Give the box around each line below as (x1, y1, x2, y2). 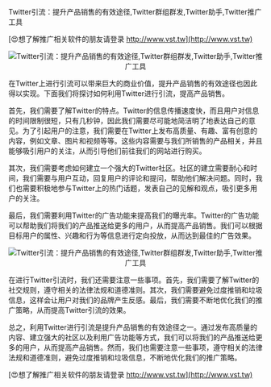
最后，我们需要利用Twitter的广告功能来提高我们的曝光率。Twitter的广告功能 (8, 210, 260, 220)
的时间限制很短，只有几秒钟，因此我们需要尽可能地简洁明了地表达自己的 (8, 116, 248, 125)
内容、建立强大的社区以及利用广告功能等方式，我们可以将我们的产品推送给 (8, 333, 256, 342)
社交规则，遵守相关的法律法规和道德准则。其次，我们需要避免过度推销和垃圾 (8, 285, 263, 294)
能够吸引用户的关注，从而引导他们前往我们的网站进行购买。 (8, 146, 206, 156)
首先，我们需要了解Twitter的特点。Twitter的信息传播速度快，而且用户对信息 (8, 106, 260, 115)
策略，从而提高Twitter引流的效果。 (15, 306, 131, 314)
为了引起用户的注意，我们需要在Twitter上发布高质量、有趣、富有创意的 (22, 126, 258, 135)
